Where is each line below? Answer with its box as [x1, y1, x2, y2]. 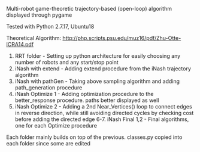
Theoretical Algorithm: [6, 35, 62, 41]
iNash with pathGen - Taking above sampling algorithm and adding [14, 77, 180, 85]
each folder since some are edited [6, 140, 91, 147]
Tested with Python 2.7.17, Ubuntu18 [6, 23, 95, 30]
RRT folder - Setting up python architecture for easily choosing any [14, 52, 181, 59]
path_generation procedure [14, 84, 83, 91]
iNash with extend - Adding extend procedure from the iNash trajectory [14, 65, 192, 72]
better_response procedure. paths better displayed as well [14, 97, 159, 104]
